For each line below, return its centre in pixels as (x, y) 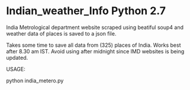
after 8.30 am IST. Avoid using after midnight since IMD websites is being (95, 51)
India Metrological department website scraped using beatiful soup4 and (95, 27)
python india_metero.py (35, 81)
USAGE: (16, 69)
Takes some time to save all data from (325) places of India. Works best (94, 45)
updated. (17, 57)
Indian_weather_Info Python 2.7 (86, 11)
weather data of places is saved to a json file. (61, 33)
